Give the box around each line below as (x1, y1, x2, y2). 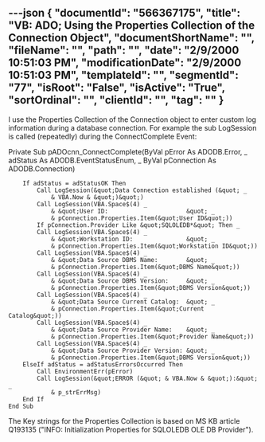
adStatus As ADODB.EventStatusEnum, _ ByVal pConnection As (8, 155, 216, 165)
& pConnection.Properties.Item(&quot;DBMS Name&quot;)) (50, 263, 240, 271)
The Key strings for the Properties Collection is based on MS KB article (8, 416, 240, 425)
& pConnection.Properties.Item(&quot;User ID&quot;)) (50, 214, 233, 222)
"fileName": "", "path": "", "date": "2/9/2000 (8, 44, 240, 57)
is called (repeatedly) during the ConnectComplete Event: (8, 131, 197, 141)
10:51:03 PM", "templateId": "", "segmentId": (8, 68, 239, 82)
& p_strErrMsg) (50, 388, 102, 397)
